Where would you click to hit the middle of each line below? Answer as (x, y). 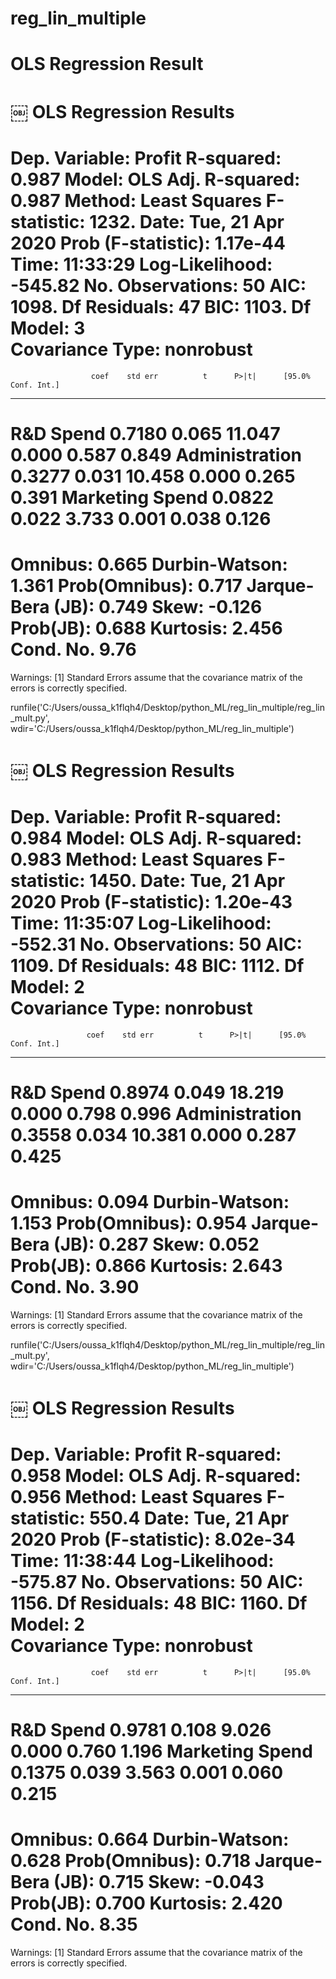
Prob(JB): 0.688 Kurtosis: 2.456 (146, 628)
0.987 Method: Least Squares (136, 200)
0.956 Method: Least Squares (136, 1497)
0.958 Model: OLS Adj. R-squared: (156, 1476)
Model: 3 (48, 328)
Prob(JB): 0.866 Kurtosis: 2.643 (146, 1266)
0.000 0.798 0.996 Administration (156, 1113)
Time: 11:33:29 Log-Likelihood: (141, 264)
